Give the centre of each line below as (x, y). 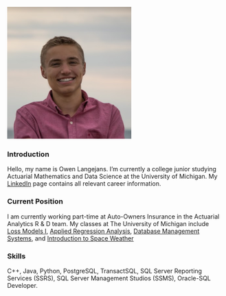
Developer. (22, 285)
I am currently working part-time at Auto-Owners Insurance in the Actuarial (113, 217)
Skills (16, 256)
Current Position (35, 201)
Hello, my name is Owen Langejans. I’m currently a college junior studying (112, 169)
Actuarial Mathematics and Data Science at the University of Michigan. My (112, 176)
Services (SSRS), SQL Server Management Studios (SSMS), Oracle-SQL (109, 278)
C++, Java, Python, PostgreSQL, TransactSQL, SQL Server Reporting (105, 271)
